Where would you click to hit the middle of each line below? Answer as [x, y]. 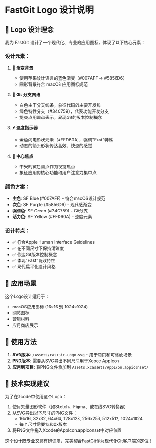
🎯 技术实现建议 [27, 384]
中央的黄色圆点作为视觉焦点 [47, 166]
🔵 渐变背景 [23, 68]
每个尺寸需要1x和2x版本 [43, 424]
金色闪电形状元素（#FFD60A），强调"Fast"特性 [66, 140]
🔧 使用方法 [21, 342]
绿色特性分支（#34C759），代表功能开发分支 [64, 111]
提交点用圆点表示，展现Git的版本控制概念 [61, 118]
